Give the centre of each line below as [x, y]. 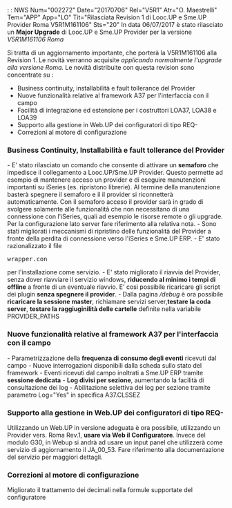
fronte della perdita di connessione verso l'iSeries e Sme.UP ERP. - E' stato [114, 238]
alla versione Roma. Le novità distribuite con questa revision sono [101, 67]
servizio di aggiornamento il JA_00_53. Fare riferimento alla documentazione [116, 449]
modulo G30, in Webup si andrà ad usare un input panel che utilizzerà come [115, 442]
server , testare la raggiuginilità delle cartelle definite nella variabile [104, 309]
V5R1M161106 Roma [36, 39]
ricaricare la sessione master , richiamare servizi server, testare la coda [109, 302]
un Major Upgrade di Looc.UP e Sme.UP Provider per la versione [99, 32]
